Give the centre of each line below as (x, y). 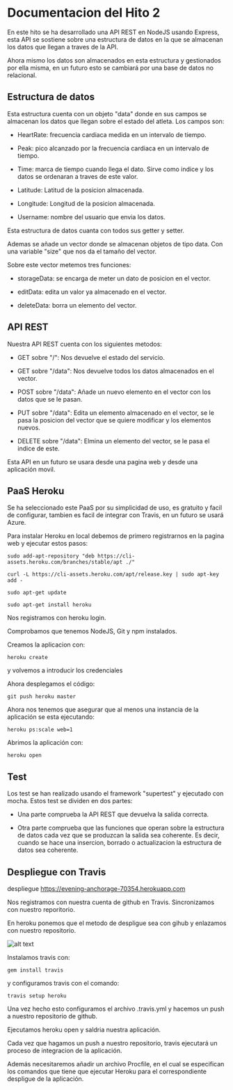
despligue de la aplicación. (46, 1079)
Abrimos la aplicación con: (45, 743)
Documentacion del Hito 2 (84, 13)
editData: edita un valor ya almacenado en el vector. (92, 292)
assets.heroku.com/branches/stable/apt (65, 562)
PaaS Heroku (36, 491)
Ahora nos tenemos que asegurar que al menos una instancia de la (103, 710)
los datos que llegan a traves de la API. (63, 47)
